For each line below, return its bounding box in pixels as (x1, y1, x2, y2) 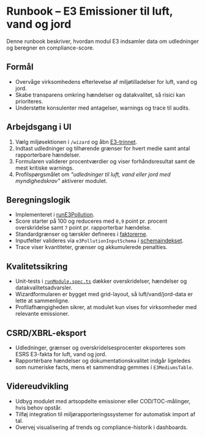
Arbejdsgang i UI (6, 122, 72, 132)
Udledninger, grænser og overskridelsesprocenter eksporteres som (15, 344, 185, 351)
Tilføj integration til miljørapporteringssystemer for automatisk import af (15, 410, 196, 417)
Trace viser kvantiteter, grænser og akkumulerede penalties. (15, 244, 168, 251)
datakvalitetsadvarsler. (15, 284, 73, 291)
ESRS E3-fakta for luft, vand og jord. (15, 351, 107, 357)
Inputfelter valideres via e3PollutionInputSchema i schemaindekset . (15, 237, 184, 244)
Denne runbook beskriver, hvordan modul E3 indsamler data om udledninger (6, 37, 199, 45)
